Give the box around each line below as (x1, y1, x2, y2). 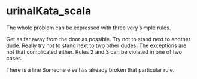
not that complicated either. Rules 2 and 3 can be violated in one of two (6, 48, 183, 55)
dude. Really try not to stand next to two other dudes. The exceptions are (6, 42, 187, 49)
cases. (6, 54, 23, 62)
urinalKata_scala (6, 4, 92, 18)
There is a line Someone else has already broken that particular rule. (6, 66, 175, 73)
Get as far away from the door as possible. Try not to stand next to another (6, 35, 191, 42)
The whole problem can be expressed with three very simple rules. (6, 24, 171, 31)
